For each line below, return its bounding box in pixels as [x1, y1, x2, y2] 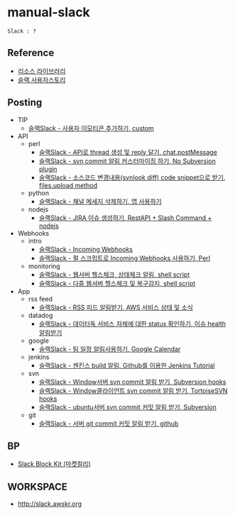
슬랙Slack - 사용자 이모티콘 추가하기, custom [28, 123, 154, 132]
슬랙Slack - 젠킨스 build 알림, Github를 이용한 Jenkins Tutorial [38, 361, 215, 370]
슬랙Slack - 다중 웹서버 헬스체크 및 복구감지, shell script [38, 279, 196, 287]
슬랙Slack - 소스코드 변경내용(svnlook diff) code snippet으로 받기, [38, 173, 226, 182]
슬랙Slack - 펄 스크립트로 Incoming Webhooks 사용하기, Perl [38, 253, 211, 262]
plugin [38, 165, 58, 173]
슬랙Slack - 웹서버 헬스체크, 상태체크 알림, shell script [38, 270, 190, 279]
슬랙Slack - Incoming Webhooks [38, 245, 133, 253]
